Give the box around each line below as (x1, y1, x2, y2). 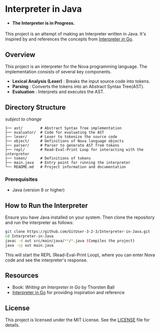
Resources (5, 271, 39, 280)
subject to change (5, 116, 42, 122)
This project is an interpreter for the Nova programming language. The (5, 64, 147, 69)
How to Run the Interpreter (5, 201, 88, 210)
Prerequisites (5, 176, 38, 183)
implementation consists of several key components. (5, 69, 112, 75)
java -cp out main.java (5, 243, 54, 248)
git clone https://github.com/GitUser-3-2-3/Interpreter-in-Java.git (5, 229, 151, 234)
